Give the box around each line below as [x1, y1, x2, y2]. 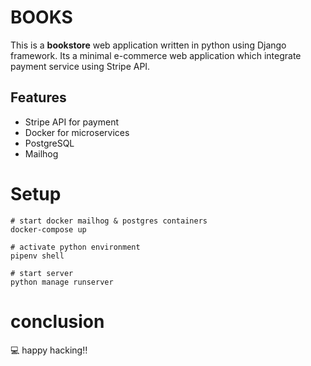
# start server [10, 268, 74, 278]
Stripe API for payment [24, 116, 120, 128]
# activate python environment [10, 242, 141, 252]
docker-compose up [10, 224, 87, 235]
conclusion [10, 310, 105, 333]
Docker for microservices [24, 126, 130, 138]
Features [10, 89, 67, 106]
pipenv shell [10, 251, 65, 261]
